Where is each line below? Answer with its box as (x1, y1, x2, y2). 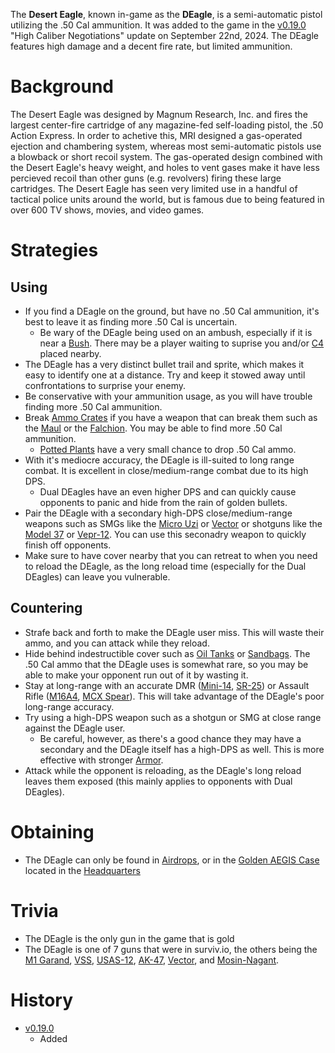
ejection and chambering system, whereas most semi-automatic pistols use (10, 140, 322, 152)
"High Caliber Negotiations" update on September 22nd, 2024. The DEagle (10, 30, 319, 41)
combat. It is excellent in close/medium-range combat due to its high (24, 464, 309, 476)
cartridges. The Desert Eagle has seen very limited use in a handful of (10, 182, 298, 194)
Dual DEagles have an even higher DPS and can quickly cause (39, 485, 297, 498)
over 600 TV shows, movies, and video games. (10, 204, 205, 216)
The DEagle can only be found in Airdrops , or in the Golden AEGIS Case (24, 854, 320, 866)
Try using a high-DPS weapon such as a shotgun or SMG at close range (24, 711, 322, 723)
